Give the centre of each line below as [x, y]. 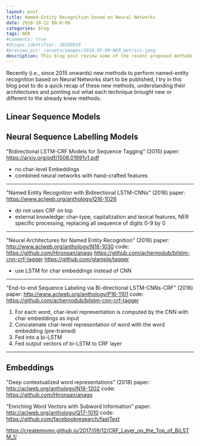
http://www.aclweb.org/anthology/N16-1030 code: [68, 246]
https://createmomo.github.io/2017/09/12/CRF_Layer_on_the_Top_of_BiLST [98, 430]
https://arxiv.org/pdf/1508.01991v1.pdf [53, 158]
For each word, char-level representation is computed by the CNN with [101, 312]
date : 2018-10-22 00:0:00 [38, 23]
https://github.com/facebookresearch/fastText [63, 419]
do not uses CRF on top [44, 210]
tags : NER [18, 34]
